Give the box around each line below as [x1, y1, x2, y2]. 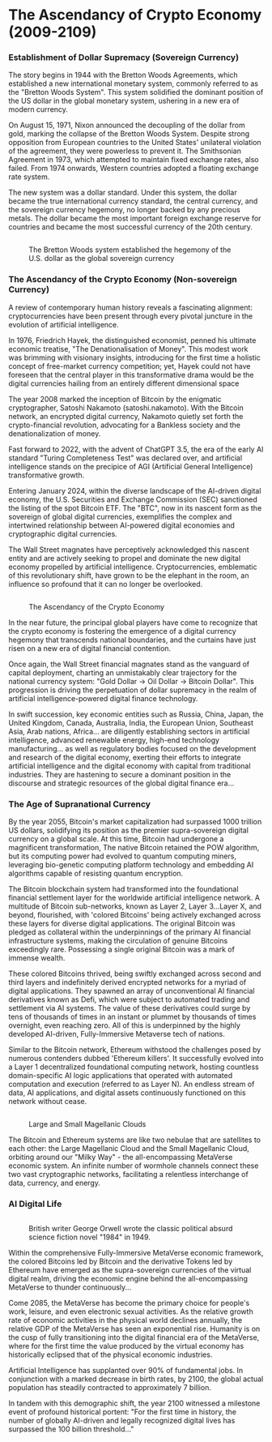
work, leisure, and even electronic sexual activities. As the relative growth [8, 1307, 253, 1316]
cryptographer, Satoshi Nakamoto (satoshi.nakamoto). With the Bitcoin [8, 403, 244, 413]
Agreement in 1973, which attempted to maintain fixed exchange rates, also [8, 155, 259, 165]
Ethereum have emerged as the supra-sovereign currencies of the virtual [8, 1265, 252, 1275]
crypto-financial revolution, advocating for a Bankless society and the [8, 420, 241, 430]
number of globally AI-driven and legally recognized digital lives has [8, 1416, 236, 1426]
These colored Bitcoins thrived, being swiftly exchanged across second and [8, 969, 261, 978]
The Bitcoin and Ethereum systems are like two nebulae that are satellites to [8, 1135, 261, 1145]
